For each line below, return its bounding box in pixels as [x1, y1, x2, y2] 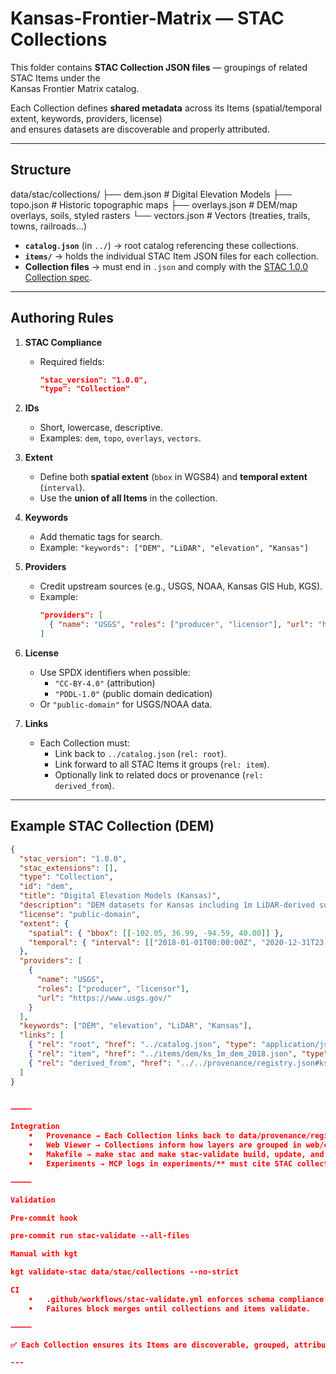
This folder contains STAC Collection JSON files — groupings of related [10, 61, 308, 73]
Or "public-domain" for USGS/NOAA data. [39, 698, 213, 710]
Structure [10, 162, 72, 179]
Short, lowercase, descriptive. [39, 422, 163, 434]
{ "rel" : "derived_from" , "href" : [28, 1058, 172, 1068]
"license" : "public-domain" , [19, 909, 141, 919]
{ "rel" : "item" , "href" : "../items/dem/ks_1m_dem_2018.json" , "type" [28, 1049, 329, 1059]
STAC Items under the [10, 72, 101, 84]
